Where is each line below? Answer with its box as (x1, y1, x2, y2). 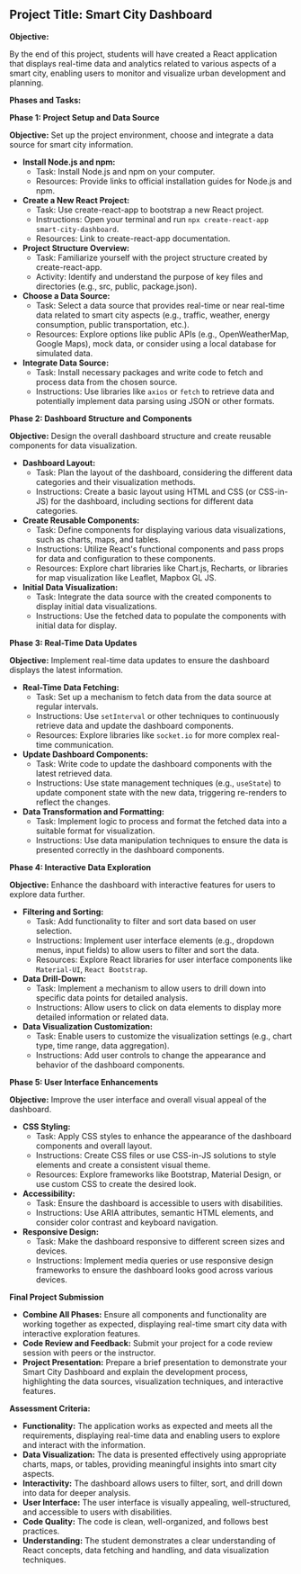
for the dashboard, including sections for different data (50, 495, 254, 507)
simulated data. (35, 347, 93, 358)
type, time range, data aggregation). (35, 1039, 170, 1051)
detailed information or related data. (35, 1012, 169, 1022)
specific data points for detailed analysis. (35, 992, 189, 1003)
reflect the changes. (35, 796, 111, 807)
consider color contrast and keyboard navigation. (35, 1217, 218, 1228)
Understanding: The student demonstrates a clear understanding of (22, 1534, 276, 1546)
